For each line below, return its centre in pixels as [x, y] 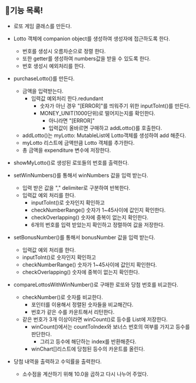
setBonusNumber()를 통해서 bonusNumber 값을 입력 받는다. [84, 237]
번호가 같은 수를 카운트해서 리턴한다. [73, 311]
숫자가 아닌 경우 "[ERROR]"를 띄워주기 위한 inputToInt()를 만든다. [115, 106]
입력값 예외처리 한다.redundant [67, 98]
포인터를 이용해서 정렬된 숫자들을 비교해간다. [82, 304]
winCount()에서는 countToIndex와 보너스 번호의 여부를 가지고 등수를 [110, 326]
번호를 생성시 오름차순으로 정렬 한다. [64, 51]
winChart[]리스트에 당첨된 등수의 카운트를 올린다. [88, 349]
